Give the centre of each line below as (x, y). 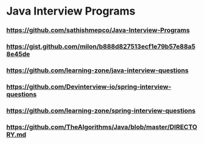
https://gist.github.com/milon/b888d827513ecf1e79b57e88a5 (101, 47)
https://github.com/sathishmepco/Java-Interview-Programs (98, 30)
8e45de (18, 54)
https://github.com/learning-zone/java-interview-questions (97, 70)
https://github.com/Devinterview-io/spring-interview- (89, 86)
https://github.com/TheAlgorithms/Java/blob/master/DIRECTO (102, 127)
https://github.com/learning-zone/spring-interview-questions (101, 111)
